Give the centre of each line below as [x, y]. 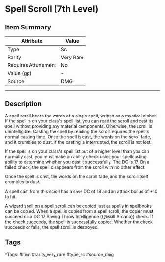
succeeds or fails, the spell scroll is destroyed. [52, 227]
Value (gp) [20, 73]
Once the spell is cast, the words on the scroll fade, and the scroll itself [77, 176]
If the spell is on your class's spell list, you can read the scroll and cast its [79, 121]
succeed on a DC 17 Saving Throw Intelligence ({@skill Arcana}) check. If [79, 216]
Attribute [32, 41]
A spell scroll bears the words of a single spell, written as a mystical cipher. [81, 116]
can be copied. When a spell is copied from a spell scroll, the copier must [79, 211]
